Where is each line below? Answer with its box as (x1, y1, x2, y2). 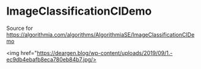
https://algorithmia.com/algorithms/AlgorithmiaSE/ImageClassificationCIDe (6, 31, 195, 38)
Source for (6, 24, 34, 32)
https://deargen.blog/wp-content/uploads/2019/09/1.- (36, 49, 173, 56)
